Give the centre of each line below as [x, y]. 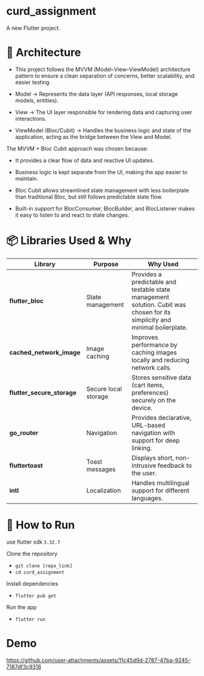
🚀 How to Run [41, 525]
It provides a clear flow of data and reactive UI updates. [85, 160]
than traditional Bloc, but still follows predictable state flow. [89, 197]
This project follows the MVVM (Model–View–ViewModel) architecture [103, 69]
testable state [151, 289]
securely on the [154, 400]
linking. [142, 448]
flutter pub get [36, 596]
